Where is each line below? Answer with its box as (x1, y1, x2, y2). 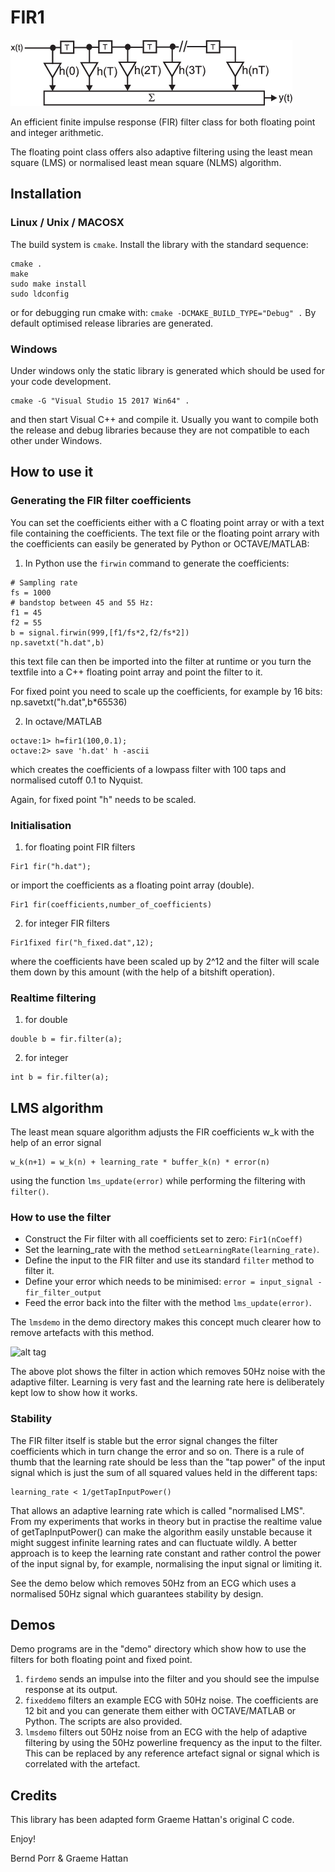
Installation (10, 186, 82, 203)
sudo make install (10, 279, 87, 289)
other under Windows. (10, 434, 103, 446)
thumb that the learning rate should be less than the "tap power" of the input (10, 1456, 326, 1468)
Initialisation (10, 818, 72, 832)
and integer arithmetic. (10, 126, 104, 138)
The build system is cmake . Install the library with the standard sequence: (10, 238, 309, 250)
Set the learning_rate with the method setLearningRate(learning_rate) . (24, 1244, 320, 1256)
